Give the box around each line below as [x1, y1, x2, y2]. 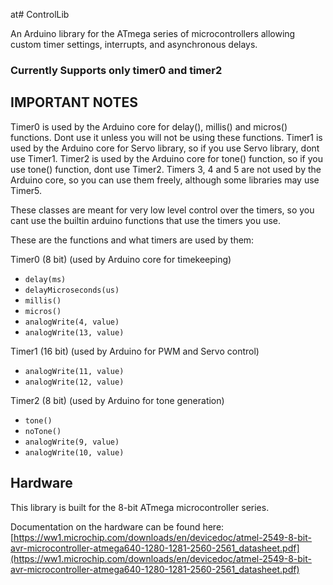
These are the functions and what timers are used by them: [10, 234, 255, 246]
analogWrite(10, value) [24, 447, 125, 458]
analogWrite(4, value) [24, 317, 120, 327]
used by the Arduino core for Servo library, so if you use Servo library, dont [10, 142, 320, 154]
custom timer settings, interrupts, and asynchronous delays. [10, 39, 258, 50]
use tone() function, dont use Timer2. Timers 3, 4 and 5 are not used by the [10, 163, 322, 175]
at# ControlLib [10, 9, 70, 20]
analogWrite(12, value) [24, 377, 125, 387]
